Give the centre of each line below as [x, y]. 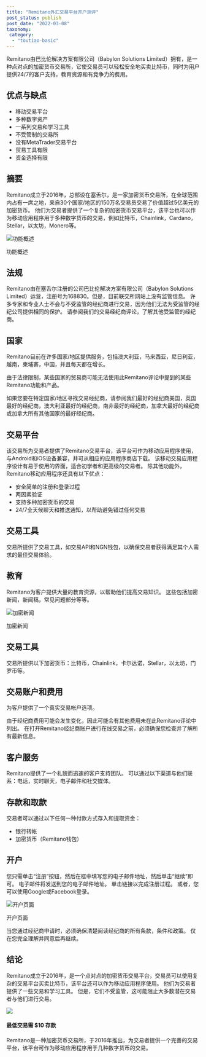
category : [21, 35]
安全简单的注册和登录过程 [48, 487]
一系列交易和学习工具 [42, 127]
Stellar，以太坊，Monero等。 [43, 226]
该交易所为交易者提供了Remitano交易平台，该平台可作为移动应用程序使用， [101, 451]
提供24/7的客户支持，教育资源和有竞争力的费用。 [69, 74]
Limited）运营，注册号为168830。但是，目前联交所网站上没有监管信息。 [97, 296]
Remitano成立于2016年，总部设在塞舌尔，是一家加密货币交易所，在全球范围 [102, 195]
